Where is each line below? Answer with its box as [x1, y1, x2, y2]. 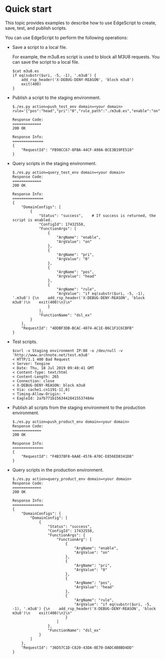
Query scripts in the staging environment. [12, 160, 97, 166]
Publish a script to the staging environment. [12, 94, 101, 100]
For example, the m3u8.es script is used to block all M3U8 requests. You [12, 53, 160, 60]
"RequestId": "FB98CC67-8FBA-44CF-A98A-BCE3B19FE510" [21, 147, 134, 152]
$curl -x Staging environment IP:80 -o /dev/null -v [12, 348, 123, 353]
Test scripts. [12, 339, 38, 345]
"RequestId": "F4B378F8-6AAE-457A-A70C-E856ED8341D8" [21, 454, 134, 459]
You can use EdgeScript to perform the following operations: [5, 35, 128, 41]
